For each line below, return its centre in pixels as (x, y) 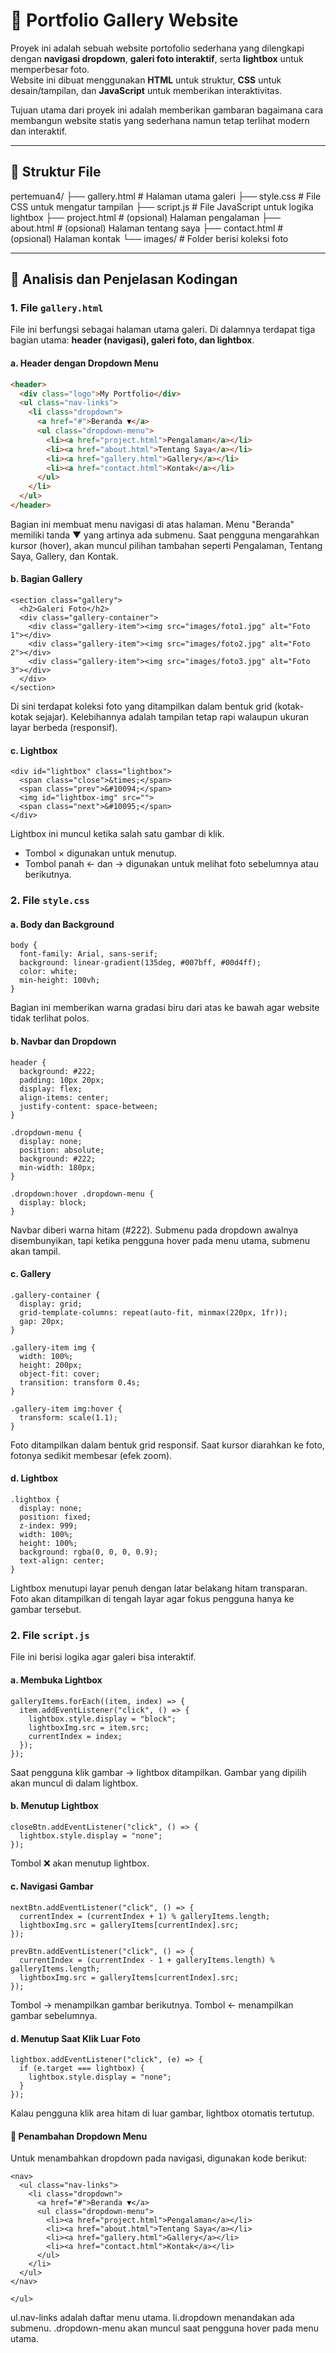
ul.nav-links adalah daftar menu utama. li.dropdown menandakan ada (152, 2318)
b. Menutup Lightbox (54, 1806)
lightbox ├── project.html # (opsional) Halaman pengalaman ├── (145, 217)
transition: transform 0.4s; (80, 1382)
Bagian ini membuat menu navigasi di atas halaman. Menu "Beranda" (152, 524)
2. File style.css (50, 901)
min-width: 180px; (58, 1167)
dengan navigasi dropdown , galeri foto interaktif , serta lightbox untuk (157, 58)
